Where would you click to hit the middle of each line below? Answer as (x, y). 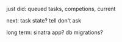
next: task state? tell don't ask (44, 20)
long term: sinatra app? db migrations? (55, 32)
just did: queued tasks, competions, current (61, 9)
